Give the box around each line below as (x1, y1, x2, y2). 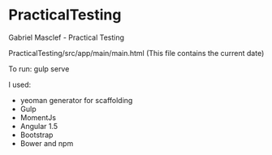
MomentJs (19, 112, 57, 123)
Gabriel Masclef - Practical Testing (8, 32, 124, 42)
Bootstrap (19, 130, 54, 140)
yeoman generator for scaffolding (19, 95, 133, 105)
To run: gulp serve (8, 63, 70, 74)
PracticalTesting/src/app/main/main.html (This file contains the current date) (8, 48, 265, 58)
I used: (8, 80, 32, 89)
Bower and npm (19, 138, 74, 148)
